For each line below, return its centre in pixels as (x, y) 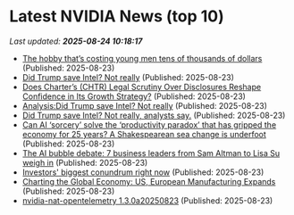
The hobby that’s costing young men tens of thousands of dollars (142, 58)
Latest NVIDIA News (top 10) (117, 17)
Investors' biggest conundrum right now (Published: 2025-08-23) (143, 172)
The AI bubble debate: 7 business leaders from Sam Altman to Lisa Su (151, 153)
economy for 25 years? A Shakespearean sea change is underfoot (144, 134)
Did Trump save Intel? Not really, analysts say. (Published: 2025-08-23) (154, 115)
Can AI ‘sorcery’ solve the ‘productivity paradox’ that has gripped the (149, 124)
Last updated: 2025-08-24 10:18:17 (76, 41)
